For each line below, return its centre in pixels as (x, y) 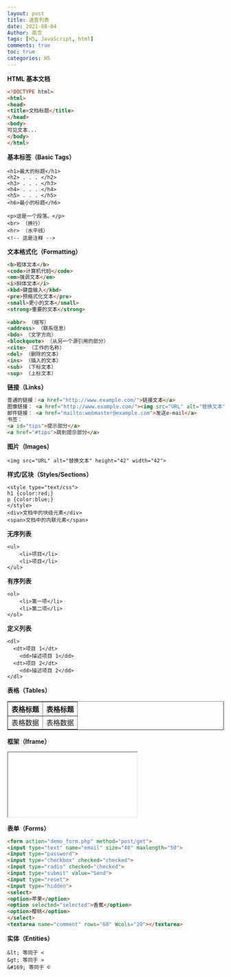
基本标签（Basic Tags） (41, 157)
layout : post (26, 13)
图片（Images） (30, 446)
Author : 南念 (25, 33)
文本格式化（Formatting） (44, 251)
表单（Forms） (29, 828)
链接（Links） (27, 387)
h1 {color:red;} (30, 493)
